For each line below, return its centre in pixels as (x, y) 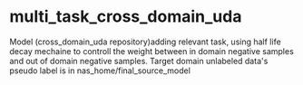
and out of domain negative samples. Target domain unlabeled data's (139, 61)
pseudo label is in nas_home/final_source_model (100, 71)
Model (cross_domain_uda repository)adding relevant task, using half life (145, 42)
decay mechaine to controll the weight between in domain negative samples (152, 51)
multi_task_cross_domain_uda (126, 17)
